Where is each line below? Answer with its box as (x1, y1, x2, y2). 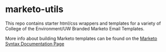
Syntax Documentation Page (5, 40, 64, 46)
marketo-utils (5, 4, 64, 15)
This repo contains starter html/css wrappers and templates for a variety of (5, 20, 161, 26)
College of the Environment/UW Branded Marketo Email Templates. (5, 25, 145, 31)
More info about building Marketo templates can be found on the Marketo (5, 35, 157, 41)
